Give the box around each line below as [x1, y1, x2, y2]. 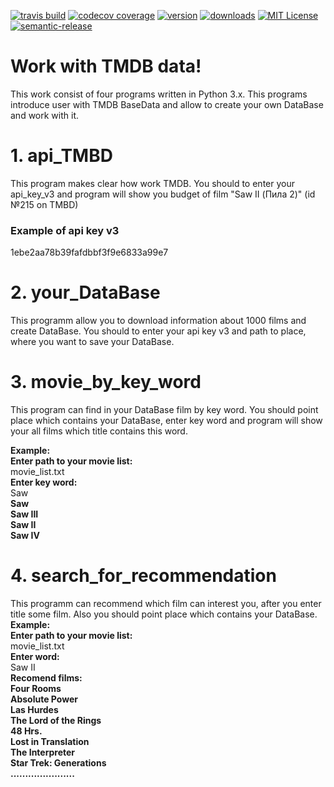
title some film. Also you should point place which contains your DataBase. [10, 608, 318, 620]
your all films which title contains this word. [10, 425, 188, 437]
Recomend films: [10, 671, 83, 684]
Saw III [10, 508, 39, 520]
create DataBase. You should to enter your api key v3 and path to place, [10, 325, 307, 337]
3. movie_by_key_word [10, 371, 202, 394]
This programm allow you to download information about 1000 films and [10, 315, 307, 327]
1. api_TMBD [10, 145, 113, 167]
